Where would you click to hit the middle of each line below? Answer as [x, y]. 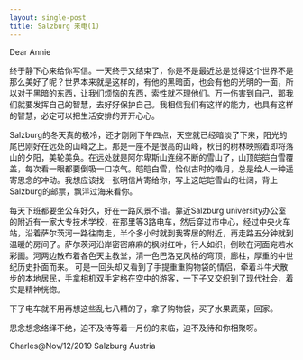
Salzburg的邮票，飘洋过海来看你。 [73, 191]
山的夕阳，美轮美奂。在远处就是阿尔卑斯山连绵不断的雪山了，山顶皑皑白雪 [147, 157]
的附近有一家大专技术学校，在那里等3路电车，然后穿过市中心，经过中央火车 [150, 221]
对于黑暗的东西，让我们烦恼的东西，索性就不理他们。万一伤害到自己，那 [151, 93]
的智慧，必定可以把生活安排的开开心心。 [84, 115]
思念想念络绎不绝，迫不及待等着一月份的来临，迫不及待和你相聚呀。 [136, 328]
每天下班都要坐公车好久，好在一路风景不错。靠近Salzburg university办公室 [148, 210]
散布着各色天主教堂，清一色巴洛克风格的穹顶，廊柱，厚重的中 [171, 255]
